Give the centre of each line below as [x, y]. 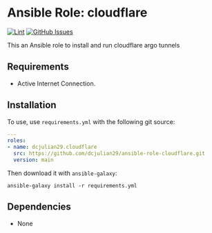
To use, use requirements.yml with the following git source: [91, 121]
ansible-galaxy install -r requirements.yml [72, 185]
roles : [17, 141]
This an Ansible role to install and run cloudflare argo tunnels [94, 45]
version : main [33, 160]
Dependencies [39, 207]
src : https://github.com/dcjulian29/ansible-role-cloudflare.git [109, 154]
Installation [32, 105]
